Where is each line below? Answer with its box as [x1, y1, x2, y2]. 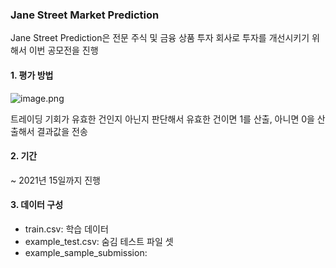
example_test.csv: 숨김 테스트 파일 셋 [24, 235, 174, 247]
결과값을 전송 [36, 125, 88, 137]
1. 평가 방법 [10, 69, 54, 81]
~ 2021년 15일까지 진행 [10, 174, 101, 186]
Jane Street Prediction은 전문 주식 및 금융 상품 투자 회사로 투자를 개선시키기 [10, 32, 310, 44]
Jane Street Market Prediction [10, 8, 160, 22]
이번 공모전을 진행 [28, 44, 99, 57]
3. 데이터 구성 [10, 199, 64, 211]
